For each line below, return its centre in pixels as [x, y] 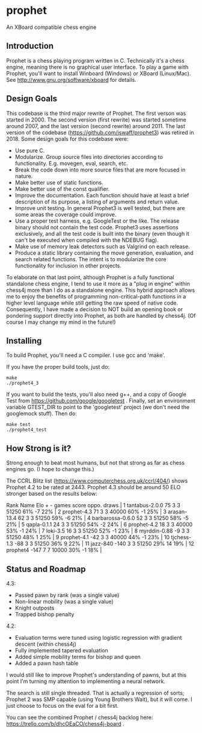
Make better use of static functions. [59, 182]
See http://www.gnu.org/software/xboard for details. [71, 79]
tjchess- [181, 537]
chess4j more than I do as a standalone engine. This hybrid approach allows [101, 290]
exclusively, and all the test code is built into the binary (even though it [102, 234]
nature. [24, 176]
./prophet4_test [26, 430]
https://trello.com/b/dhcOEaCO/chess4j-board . [65, 724]
